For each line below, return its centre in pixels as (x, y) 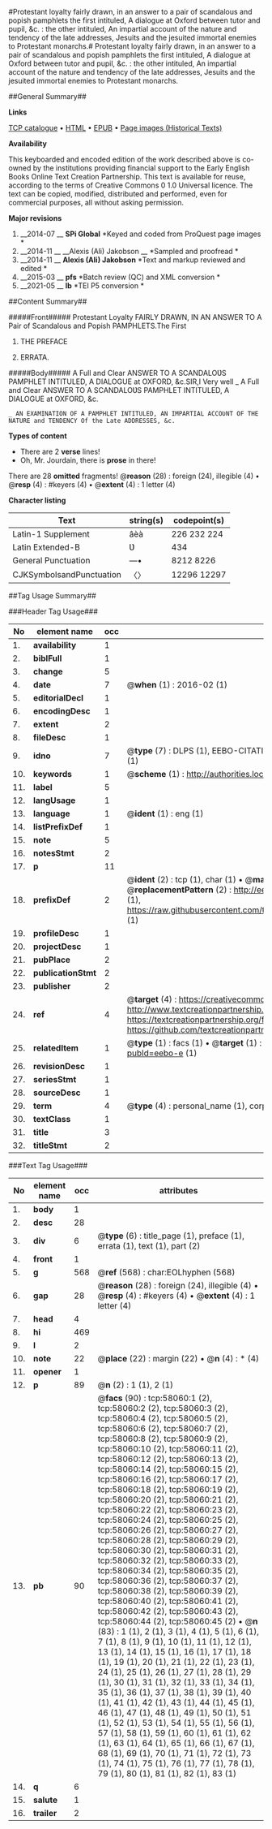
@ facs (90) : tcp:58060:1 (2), (155, 1398)
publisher (52, 986)
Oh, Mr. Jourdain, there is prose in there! (88, 460)
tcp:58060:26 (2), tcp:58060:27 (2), (168, 1530)
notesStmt (54, 853)
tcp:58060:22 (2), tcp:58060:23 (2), (168, 1510)
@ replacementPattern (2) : (179, 890)
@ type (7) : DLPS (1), (168, 751)
